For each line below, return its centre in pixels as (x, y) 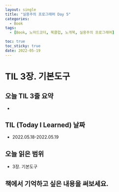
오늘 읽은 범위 (25, 154)
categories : (17, 19)
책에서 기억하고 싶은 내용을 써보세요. (57, 183)
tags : (11, 28)
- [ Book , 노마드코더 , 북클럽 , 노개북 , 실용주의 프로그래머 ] (62, 32)
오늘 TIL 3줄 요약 (29, 96)
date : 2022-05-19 (23, 50)
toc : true (15, 42)
